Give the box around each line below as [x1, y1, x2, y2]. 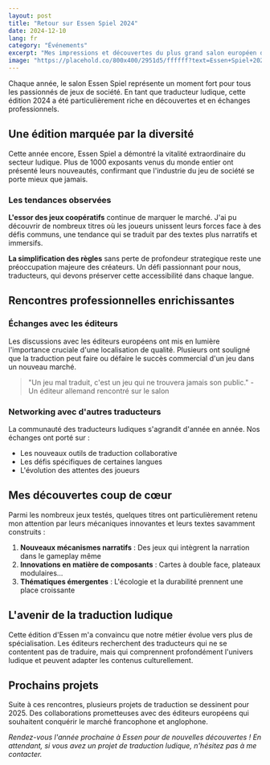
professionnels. [8, 104, 60, 113]
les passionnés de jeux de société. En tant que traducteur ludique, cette [8, 87, 247, 96]
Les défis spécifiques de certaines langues [19, 457, 163, 466]
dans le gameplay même [19, 551, 102, 560]
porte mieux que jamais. [8, 174, 88, 184]
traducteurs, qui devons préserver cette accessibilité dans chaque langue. [8, 271, 255, 280]
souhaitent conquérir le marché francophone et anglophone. [8, 717, 209, 726]
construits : [8, 527, 46, 536]
